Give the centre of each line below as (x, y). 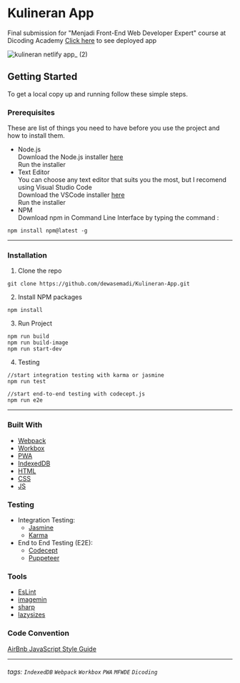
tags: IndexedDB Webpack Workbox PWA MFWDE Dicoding (82, 672)
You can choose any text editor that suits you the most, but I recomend (122, 180)
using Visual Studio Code (55, 188)
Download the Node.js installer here (70, 157)
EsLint (27, 592)
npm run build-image (38, 343)
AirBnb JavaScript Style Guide (52, 649)
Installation (27, 255)
